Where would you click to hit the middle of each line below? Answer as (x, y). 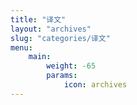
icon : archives (95, 85)
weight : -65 (71, 66)
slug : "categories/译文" (60, 38)
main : (40, 57)
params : (62, 76)
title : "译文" (38, 19)
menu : (21, 47)
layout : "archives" (51, 29)
